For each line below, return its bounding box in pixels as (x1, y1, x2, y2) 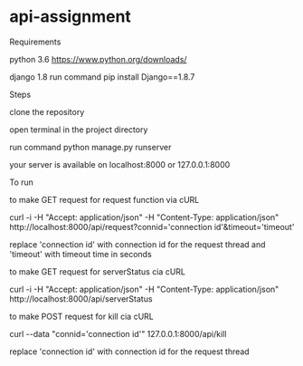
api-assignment (9, 6, 131, 27)
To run (9, 177, 34, 188)
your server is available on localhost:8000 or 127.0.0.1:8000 (9, 159, 231, 169)
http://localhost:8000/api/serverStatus (9, 293, 153, 304)
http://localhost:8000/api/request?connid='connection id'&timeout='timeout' (9, 221, 295, 232)
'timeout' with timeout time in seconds (9, 248, 152, 259)
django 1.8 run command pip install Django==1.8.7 (9, 71, 195, 82)
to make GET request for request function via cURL (9, 194, 200, 205)
